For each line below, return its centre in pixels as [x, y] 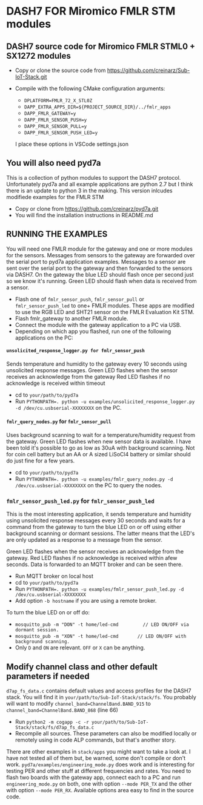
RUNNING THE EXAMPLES [57, 234]
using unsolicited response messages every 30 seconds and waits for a [96, 521]
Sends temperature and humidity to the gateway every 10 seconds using [97, 364]
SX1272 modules [39, 56]
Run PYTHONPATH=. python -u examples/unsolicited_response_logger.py [105, 401]
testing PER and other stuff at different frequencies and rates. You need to [99, 771]
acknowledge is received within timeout [56, 383]
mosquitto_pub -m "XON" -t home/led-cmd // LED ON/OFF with [101, 637]
